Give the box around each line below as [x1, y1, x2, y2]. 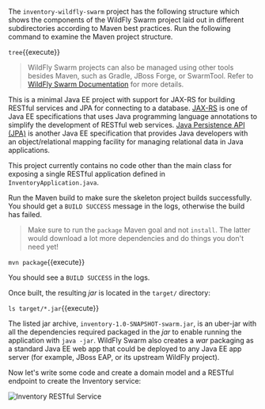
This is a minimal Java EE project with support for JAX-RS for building [8, 95, 236, 104]
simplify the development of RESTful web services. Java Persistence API [8, 120, 245, 129]
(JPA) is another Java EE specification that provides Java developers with [8, 128, 248, 138]
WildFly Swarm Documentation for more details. [27, 79, 184, 89]
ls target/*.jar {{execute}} [8, 304, 100, 312]
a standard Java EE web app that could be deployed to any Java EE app [8, 344, 242, 354]
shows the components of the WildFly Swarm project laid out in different [8, 15, 244, 25]
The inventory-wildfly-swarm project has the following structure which [8, 7, 240, 16]
